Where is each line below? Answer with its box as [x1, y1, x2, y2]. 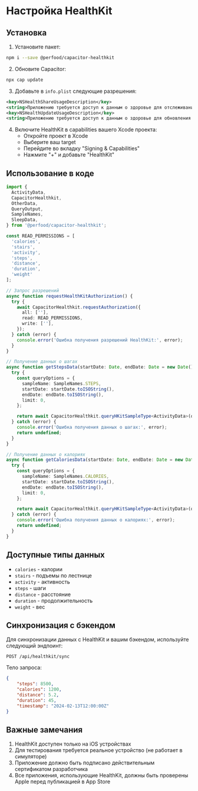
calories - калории [14, 565, 63, 572]
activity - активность [14, 578, 70, 585]
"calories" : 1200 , [16, 686, 62, 692]
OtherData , [11, 200, 38, 206]
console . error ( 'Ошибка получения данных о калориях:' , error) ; [16, 517, 176, 523]
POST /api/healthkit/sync [6, 654, 70, 660]
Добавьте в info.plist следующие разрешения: [14, 87, 137, 95]
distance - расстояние [14, 591, 71, 598]
